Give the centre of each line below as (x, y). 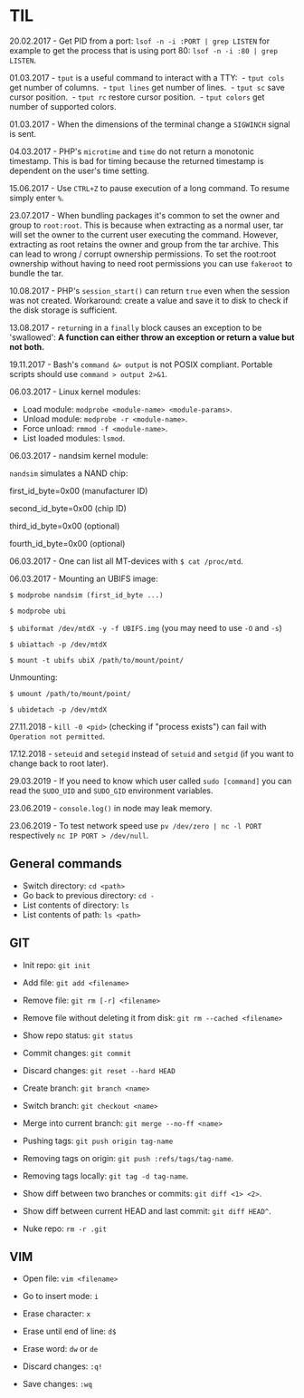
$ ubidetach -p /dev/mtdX (58, 709)
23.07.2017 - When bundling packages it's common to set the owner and (145, 215)
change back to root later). (59, 763)
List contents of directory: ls (76, 905)
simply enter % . (37, 198)
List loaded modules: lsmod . (74, 438)
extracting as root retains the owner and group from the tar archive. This (144, 244)
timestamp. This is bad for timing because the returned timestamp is (137, 160)
